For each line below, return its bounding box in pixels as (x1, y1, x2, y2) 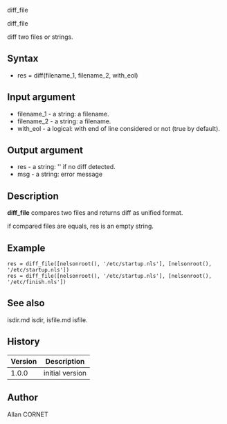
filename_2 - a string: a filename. (17, 117, 111, 125)
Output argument (7, 145, 83, 157)
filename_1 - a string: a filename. (17, 109, 109, 118)
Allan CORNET (7, 410, 48, 418)
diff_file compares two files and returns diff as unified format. (7, 209, 183, 217)
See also (7, 297, 45, 309)
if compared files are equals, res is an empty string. (7, 222, 154, 231)
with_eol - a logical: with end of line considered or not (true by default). (17, 124, 220, 132)
